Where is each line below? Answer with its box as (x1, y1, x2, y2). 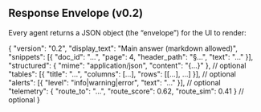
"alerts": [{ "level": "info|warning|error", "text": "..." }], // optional (8, 77, 221, 87)
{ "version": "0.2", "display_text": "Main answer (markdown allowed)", (8, 44, 239, 53)
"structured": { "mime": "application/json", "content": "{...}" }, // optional (8, 60, 247, 70)
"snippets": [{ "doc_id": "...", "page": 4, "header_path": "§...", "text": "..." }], (8, 52, 254, 61)
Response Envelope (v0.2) (8, 6, 143, 20)
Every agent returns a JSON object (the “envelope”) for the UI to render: (8, 27, 247, 37)
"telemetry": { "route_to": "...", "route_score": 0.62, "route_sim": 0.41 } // (8, 86, 244, 96)
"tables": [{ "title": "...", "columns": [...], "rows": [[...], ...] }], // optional (8, 68, 237, 79)
